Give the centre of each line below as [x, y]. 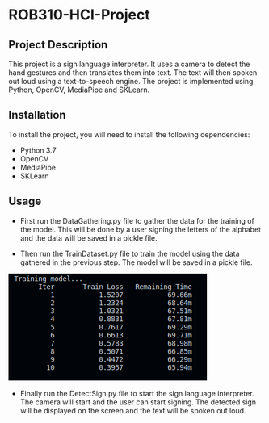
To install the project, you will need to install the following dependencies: [129, 134]
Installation [37, 115]
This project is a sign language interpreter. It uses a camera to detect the [129, 64]
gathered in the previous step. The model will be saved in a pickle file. [136, 262]
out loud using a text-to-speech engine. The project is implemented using [131, 81]
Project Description [58, 45]
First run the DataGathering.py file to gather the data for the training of [137, 220]
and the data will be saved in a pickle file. [88, 238]
